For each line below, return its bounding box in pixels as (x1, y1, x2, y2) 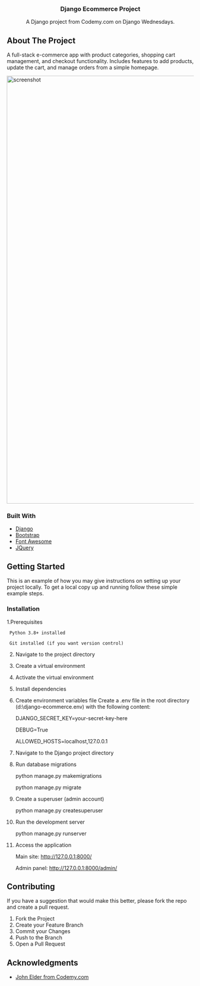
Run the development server (15, 818, 85, 825)
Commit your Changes (15, 928, 71, 935)
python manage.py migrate (15, 784, 82, 791)
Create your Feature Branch (15, 921, 84, 929)
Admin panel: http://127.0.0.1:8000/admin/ (15, 864, 118, 871)
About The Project (7, 35, 76, 46)
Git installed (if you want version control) (9, 640, 124, 646)
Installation (7, 605, 40, 613)
